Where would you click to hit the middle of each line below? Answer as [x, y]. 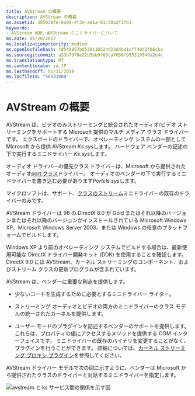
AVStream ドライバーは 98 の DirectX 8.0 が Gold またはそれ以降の [86, 213]
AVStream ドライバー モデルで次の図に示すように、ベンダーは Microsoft [93, 368]
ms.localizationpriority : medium [47, 44]
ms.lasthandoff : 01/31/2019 [40, 71]
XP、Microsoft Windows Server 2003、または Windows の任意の [84, 228]
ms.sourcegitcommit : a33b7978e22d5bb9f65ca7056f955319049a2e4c [85, 55]
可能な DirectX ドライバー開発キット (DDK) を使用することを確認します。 [99, 255]
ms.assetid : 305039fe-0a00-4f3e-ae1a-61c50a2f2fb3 [69, 22]
